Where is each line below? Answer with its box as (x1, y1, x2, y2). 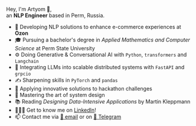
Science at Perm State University (14, 45, 96, 51)
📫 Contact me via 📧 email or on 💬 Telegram (14, 113, 122, 120)
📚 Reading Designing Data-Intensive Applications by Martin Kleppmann (14, 98, 191, 105)
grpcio (14, 71, 31, 77)
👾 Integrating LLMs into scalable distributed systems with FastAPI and (14, 64, 185, 70)
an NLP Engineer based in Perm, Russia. (6, 12, 105, 19)
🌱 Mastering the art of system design (14, 92, 105, 98)
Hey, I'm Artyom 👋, (6, 6, 52, 12)
